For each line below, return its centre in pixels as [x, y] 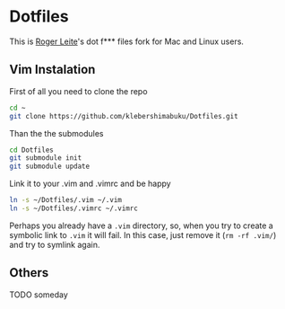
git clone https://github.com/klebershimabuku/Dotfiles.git [124, 116]
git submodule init [46, 158]
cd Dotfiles [31, 150]
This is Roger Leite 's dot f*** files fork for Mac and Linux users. [127, 41]
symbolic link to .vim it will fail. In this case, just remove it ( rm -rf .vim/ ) [143, 234]
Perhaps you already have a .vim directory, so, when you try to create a [141, 225]
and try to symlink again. [55, 244]
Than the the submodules [56, 133]
